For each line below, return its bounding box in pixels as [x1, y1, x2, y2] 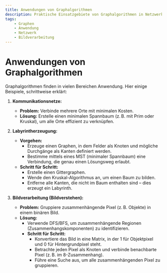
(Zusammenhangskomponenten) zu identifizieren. [27, 225, 130, 231]
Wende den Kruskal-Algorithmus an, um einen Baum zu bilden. [27, 174, 156, 180]
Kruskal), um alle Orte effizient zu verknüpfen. [19, 118, 114, 124]
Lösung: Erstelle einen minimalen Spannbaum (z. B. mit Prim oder [19, 113, 154, 119]
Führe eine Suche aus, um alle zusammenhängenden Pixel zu [34, 257, 161, 263]
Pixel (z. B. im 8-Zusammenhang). [34, 252, 104, 258]
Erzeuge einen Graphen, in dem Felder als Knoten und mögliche [27, 142, 158, 149]
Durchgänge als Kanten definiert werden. [27, 148, 112, 154]
